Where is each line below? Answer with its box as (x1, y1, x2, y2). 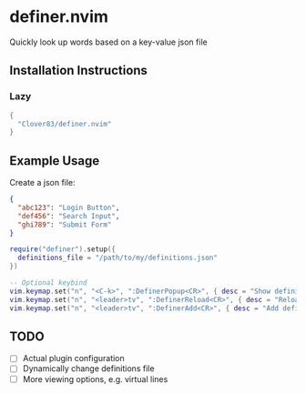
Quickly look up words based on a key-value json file (9, 36, 208, 47)
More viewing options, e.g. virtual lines (22, 373, 168, 384)
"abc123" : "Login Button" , (17, 203, 120, 212)
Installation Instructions (9, 63, 148, 78)
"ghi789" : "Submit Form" (17, 220, 112, 229)
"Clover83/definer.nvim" (17, 119, 112, 128)
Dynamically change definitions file (22, 363, 155, 374)
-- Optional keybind (9, 278, 88, 288)
